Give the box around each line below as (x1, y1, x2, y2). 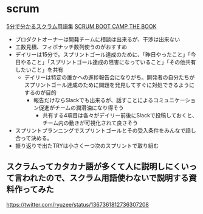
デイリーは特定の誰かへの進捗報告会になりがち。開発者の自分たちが (24, 74, 195, 81)
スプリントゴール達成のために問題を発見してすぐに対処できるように (24, 81, 194, 88)
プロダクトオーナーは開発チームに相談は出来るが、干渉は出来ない (15, 35, 181, 43)
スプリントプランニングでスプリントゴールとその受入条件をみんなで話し (15, 126, 196, 134)
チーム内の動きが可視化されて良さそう (42, 119, 139, 126)
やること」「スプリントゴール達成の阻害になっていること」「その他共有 (20, 58, 196, 66)
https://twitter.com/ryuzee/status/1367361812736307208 (6, 201, 150, 208)
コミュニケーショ (153, 96, 196, 103)
